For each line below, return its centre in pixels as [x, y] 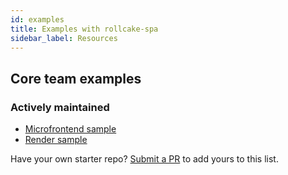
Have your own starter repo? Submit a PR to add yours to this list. [144, 159]
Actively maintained [60, 107]
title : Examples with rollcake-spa [84, 29]
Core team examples [76, 78]
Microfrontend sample [70, 129]
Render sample [56, 140]
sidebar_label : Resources [64, 38]
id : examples [37, 19]
